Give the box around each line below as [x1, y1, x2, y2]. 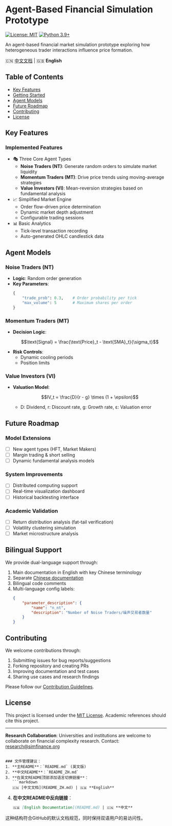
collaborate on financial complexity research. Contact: [5, 738, 120, 744]
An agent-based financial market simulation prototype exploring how [5, 41, 150, 47]
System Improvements [5, 471, 63, 478]
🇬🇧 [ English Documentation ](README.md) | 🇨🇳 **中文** [12, 805, 133, 810]
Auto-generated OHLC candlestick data [20, 233, 104, 239]
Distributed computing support [12, 482, 78, 489]
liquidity [20, 168, 37, 175]
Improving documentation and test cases [12, 668, 99, 674]
